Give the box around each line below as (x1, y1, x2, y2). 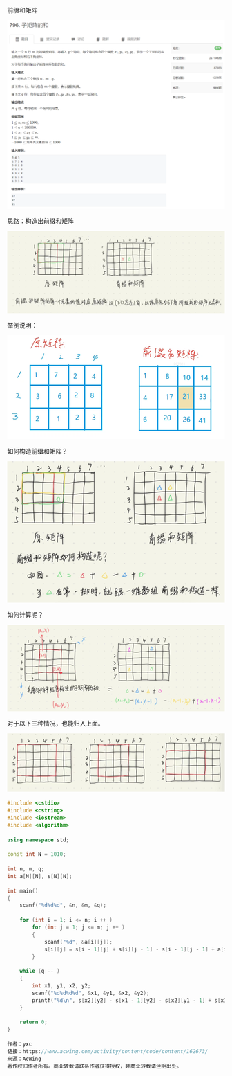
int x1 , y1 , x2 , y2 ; (32, 983, 91, 989)
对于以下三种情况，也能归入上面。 (7, 719, 104, 728)
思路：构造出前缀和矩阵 (7, 217, 74, 225)
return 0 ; (19, 1019, 48, 1026)
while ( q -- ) (19, 968, 60, 975)
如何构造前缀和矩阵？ (7, 447, 68, 456)
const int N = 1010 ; (7, 851, 67, 858)
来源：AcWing (7, 1055, 41, 1062)
